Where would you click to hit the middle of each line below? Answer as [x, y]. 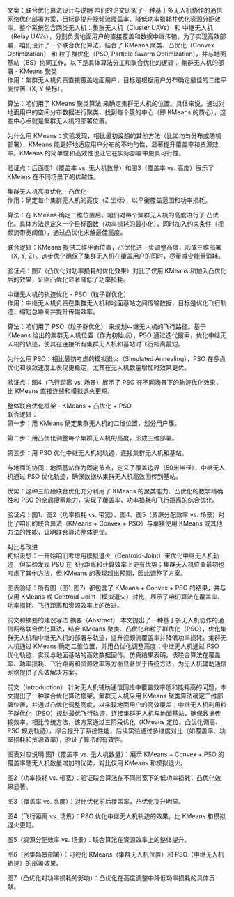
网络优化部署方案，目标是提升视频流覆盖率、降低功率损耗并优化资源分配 [111, 19]
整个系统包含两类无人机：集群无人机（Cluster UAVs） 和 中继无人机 [116, 28]
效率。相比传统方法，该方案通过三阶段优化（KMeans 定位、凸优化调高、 [117, 722]
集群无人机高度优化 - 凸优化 [47, 191]
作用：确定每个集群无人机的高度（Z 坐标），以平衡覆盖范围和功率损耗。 [109, 200]
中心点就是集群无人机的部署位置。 [62, 121]
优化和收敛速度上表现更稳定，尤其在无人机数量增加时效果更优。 [99, 367]
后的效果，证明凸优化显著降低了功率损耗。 [68, 279]
